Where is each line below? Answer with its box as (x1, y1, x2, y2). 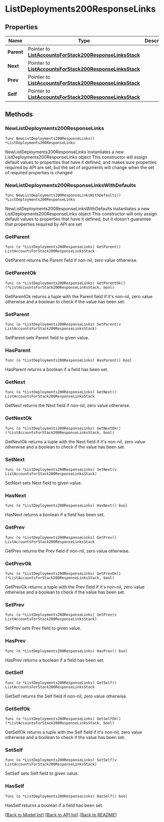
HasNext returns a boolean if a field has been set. (5, 512, 105, 518)
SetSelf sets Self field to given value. (5, 770, 79, 777)
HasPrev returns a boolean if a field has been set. (5, 657, 105, 663)
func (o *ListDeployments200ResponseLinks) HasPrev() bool (5, 648, 128, 654)
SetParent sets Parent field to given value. (5, 334, 89, 340)
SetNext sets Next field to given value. (5, 480, 82, 486)
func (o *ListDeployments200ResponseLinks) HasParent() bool (5, 358, 132, 363)
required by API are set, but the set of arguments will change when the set (5, 164, 155, 170)
